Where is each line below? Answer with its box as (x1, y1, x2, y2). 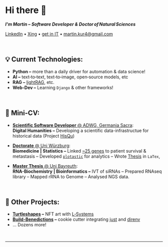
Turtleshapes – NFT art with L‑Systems (12, 211, 94, 217)
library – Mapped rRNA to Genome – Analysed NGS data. (12, 173, 129, 180)
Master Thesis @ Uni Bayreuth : (12, 163, 78, 169)
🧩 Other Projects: (5, 198, 60, 206)
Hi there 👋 (5, 5, 46, 16)
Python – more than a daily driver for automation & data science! (12, 68, 146, 74)
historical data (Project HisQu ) (12, 133, 75, 139)
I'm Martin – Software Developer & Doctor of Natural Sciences (5, 21, 136, 27)
